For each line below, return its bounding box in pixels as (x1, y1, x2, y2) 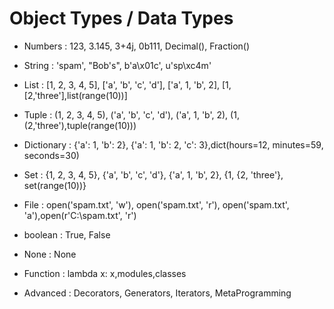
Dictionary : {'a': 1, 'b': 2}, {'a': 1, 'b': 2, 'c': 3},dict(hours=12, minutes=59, (23, 138, 324, 151)
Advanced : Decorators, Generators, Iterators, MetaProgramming (23, 287, 292, 299)
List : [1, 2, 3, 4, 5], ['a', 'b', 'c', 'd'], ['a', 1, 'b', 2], (23, 78, 221, 91)
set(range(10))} (23, 179, 87, 191)
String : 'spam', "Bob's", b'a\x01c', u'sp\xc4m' (23, 59, 212, 71)
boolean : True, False (23, 228, 111, 241)
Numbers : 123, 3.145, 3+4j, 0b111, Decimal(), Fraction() (23, 40, 251, 52)
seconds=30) (23, 149, 80, 161)
